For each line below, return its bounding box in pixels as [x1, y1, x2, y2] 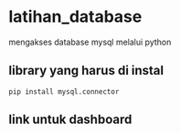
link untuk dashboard [8, 112, 132, 128]
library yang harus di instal [8, 63, 164, 78]
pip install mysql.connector [8, 87, 120, 97]
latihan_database [8, 6, 143, 27]
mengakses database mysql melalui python [8, 36, 172, 47]
